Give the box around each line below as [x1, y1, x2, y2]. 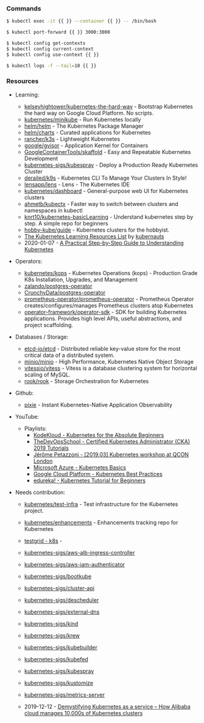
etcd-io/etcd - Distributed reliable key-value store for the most [24, 345, 181, 352]
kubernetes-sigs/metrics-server [24, 691, 105, 698]
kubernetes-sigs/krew [24, 631, 80, 639]
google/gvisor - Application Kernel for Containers [24, 142, 149, 149]
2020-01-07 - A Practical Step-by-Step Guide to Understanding [24, 239, 184, 246]
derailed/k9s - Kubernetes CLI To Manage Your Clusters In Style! [24, 174, 187, 182]
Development [24, 155, 58, 162]
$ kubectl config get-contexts [6, 40, 86, 46]
